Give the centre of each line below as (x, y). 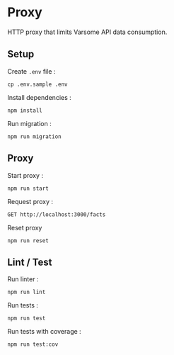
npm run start (28, 188)
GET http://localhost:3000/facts (57, 214)
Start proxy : (25, 175)
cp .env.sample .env (38, 84)
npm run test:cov (33, 344)
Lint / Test (30, 262)
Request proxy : (30, 201)
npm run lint (27, 292)
